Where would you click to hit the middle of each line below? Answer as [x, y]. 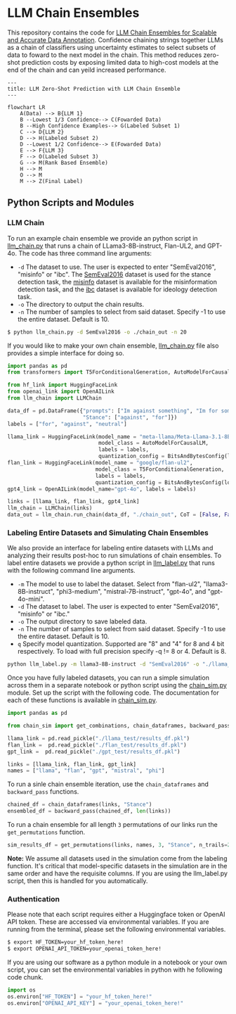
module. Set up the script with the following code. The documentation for [113, 693]
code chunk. [25, 977]
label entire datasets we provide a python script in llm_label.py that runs [111, 563]
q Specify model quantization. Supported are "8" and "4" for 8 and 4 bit [121, 644]
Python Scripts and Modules [71, 203]
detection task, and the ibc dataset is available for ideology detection [117, 289]
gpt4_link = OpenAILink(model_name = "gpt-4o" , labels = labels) [102, 489]
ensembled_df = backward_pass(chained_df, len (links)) [89, 811]
